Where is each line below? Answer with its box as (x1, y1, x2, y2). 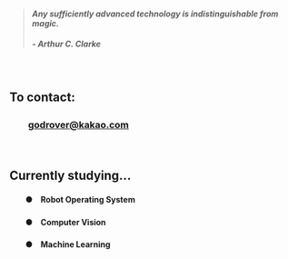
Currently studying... (9, 167, 132, 183)
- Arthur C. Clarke (31, 38, 102, 50)
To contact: (9, 89, 75, 105)
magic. (31, 17, 59, 28)
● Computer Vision (25, 216, 106, 227)
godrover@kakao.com (27, 118, 130, 131)
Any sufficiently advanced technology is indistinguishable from (31, 8, 279, 19)
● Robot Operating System (25, 194, 136, 205)
